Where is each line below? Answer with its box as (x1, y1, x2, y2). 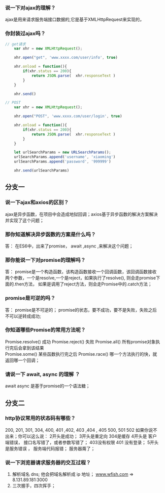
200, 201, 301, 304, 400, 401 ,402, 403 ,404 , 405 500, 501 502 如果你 (5, 427, 149, 433)
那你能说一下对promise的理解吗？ (5, 256, 86, 263)
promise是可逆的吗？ (5, 295, 56, 302)
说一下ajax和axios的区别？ (5, 199, 69, 206)
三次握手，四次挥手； (12, 483, 56, 489)
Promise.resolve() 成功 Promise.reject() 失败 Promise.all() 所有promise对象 (5, 338, 156, 344)
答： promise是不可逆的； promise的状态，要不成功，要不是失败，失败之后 (5, 307, 157, 313)
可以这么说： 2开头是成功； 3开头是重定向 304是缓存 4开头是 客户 (22, 433, 157, 439)
